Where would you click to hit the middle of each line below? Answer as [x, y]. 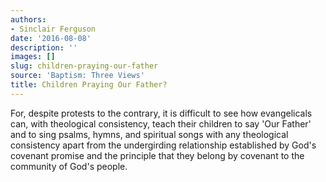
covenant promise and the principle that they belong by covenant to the [157, 155]
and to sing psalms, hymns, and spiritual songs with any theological [149, 134]
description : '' [44, 47]
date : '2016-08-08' [51, 38]
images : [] [33, 57]
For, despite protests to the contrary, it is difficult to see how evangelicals [161, 113]
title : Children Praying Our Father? [89, 85]
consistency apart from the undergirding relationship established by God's [163, 145]
